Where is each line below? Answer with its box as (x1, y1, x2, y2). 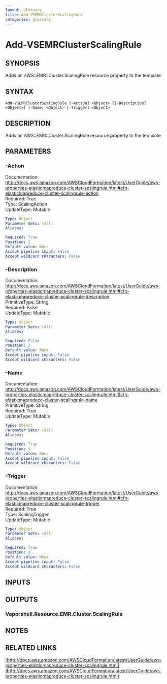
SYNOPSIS (5, 59, 40, 68)
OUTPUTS (5, 596, 38, 604)
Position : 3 (5, 446, 30, 452)
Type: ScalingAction (5, 201, 47, 207)
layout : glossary (5, 7, 42, 13)
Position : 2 (5, 343, 30, 348)
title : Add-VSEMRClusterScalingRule (5, 12, 83, 17)
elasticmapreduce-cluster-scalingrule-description (5, 293, 110, 300)
